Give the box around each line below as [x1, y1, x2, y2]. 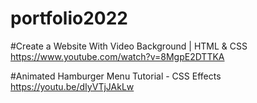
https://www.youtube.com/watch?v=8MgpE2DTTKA [10, 50, 225, 62]
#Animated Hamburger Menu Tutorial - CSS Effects [10, 70, 222, 82]
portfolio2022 [10, 7, 128, 30]
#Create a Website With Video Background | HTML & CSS [10, 40, 248, 52]
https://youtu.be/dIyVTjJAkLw [10, 80, 135, 92]
